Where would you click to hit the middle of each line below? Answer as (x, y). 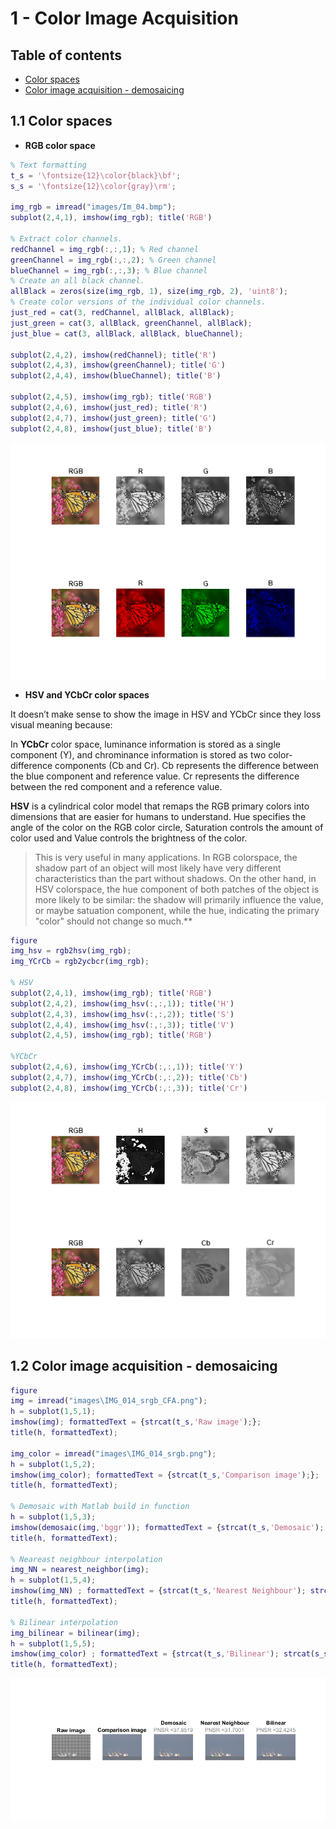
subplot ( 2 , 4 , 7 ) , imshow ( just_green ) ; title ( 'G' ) (113, 418)
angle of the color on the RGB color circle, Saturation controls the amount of (167, 827)
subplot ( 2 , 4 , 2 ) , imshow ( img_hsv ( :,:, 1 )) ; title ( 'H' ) (122, 1003)
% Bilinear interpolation (64, 1622)
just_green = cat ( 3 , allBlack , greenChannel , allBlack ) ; (131, 323)
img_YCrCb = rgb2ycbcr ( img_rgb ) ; (80, 962)
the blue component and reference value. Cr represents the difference (155, 776)
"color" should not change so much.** (113, 921)
